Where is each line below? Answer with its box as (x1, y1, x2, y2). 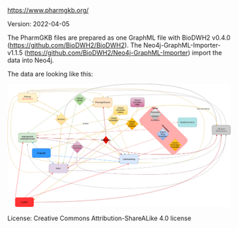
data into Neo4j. (7, 56, 55, 64)
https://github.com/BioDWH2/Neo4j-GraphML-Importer (26, 49, 188, 57)
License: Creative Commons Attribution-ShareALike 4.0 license (7, 214, 191, 222)
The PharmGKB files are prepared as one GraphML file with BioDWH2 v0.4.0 (7, 33, 231, 42)
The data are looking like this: (7, 70, 93, 78)
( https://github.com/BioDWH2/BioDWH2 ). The (7, 41, 142, 49)
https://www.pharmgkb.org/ (7, 6, 89, 14)
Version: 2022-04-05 (7, 20, 70, 28)
